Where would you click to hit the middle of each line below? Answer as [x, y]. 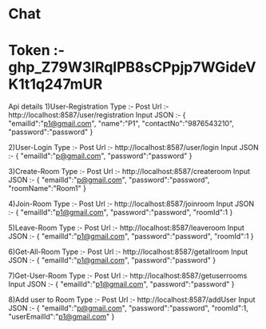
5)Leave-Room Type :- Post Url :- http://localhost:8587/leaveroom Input [127, 228]
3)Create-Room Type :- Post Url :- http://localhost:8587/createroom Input [129, 172]
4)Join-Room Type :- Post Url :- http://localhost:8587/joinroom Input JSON [131, 204]
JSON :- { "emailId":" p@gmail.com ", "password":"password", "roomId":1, [129, 308]
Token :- [37, 51]
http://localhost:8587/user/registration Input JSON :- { [97, 115]
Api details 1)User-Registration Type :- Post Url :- [89, 107]
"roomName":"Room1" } [47, 188]
